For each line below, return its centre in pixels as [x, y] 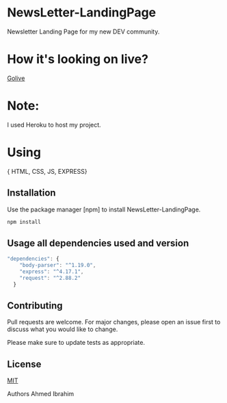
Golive [16, 78]
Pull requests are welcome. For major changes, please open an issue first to [114, 322]
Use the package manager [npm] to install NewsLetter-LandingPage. [104, 209]
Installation [31, 193]
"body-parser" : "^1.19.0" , [58, 265]
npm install [24, 222]
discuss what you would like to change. [63, 329]
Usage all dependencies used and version [98, 243]
